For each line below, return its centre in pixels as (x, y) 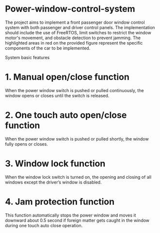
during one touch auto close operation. (44, 225)
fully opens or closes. (27, 144)
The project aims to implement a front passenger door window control (75, 22)
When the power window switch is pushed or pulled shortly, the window (77, 139)
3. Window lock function (55, 164)
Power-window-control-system (70, 9)
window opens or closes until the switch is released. (57, 95)
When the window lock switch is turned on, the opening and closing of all (78, 177)
